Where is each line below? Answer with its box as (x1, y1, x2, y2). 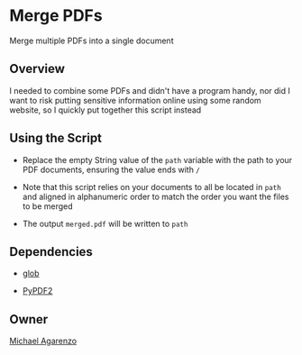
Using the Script (9, 131, 102, 146)
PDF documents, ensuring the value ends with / (22, 164, 201, 175)
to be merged (22, 200, 74, 212)
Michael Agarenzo (9, 335, 78, 347)
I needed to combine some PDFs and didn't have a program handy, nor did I (9, 85, 290, 96)
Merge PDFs (9, 5, 103, 26)
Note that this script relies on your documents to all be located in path (22, 181, 281, 192)
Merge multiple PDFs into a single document (9, 35, 174, 46)
